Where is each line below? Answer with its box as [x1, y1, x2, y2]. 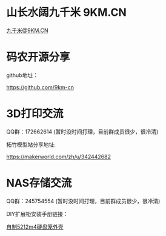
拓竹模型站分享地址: [6, 141, 56, 148]
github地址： [6, 71, 38, 79]
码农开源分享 [6, 50, 71, 64]
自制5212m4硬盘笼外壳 [6, 223, 64, 231]
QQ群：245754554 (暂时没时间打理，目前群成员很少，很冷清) [6, 197, 161, 204]
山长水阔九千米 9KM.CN [6, 5, 127, 19]
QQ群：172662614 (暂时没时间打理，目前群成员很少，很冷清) [6, 128, 159, 135]
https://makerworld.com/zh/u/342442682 [6, 153, 111, 160]
